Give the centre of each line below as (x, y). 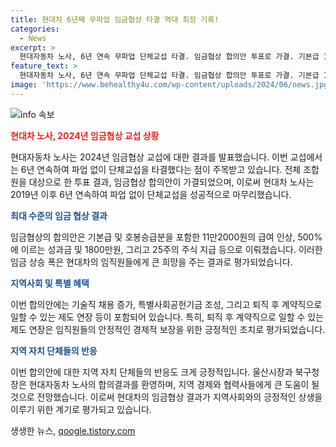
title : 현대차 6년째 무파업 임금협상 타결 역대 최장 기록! (115, 19)
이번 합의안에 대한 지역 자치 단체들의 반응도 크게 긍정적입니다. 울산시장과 (151, 372)
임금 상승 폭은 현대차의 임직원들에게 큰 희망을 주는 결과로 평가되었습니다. (151, 262)
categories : (35, 29)
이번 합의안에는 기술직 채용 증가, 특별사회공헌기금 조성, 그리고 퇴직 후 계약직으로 (166, 304)
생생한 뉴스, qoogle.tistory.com (73, 430)
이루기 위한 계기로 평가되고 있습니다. (81, 409)
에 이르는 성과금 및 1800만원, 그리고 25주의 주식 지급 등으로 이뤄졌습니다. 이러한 (166, 249)
